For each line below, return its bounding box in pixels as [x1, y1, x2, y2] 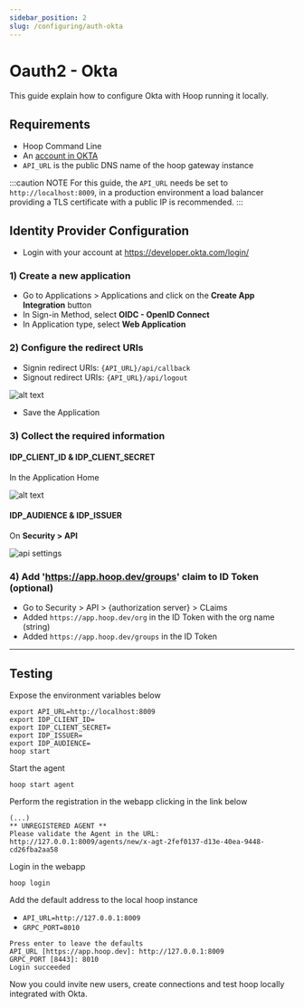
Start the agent [9, 763, 65, 774]
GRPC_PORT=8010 [22, 924, 81, 933]
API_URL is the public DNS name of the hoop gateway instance [22, 160, 254, 171]
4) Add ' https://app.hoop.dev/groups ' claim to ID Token [9, 570, 260, 583]
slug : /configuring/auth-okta [9, 22, 124, 31]
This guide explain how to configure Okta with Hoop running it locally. [9, 90, 269, 101]
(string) [22, 622, 51, 632]
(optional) [9, 581, 54, 594]
